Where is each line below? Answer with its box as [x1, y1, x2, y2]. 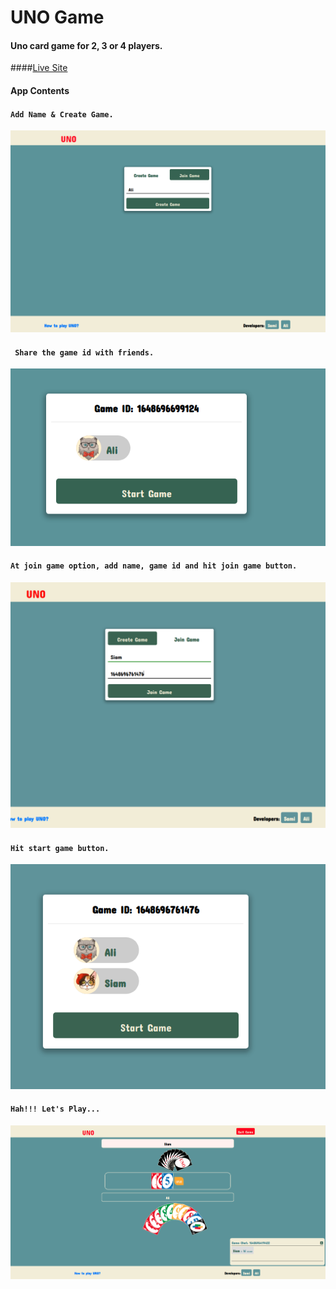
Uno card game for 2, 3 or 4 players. [10, 39, 163, 51]
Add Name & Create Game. [10, 109, 114, 120]
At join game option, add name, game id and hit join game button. [10, 561, 298, 571]
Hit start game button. [10, 843, 110, 853]
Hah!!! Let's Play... [10, 1104, 101, 1115]
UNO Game [10, 6, 105, 29]
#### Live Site [10, 62, 68, 74]
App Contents [10, 84, 70, 96]
